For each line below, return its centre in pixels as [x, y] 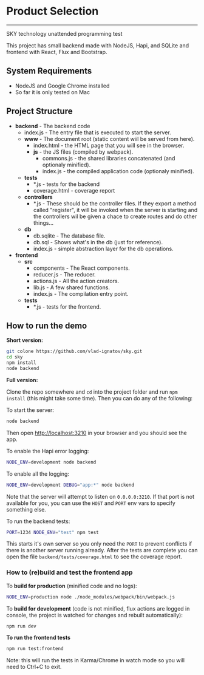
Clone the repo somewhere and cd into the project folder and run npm [92, 392]
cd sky [15, 357]
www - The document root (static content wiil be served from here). [109, 139]
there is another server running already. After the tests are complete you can [102, 550]
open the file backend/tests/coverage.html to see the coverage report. [94, 557]
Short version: [25, 340]
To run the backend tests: [38, 521]
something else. [26, 509]
